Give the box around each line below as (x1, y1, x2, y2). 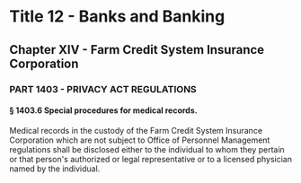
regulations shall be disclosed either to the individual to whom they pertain (9, 144, 285, 154)
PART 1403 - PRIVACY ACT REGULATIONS (9, 83, 198, 95)
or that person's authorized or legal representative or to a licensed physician (9, 153, 292, 164)
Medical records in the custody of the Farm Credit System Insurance (9, 125, 263, 135)
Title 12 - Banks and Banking (9, 6, 226, 27)
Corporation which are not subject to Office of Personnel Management (9, 135, 270, 145)
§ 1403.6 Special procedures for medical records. (9, 105, 198, 116)
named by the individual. (9, 163, 101, 174)
